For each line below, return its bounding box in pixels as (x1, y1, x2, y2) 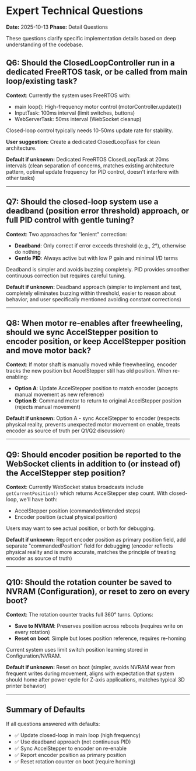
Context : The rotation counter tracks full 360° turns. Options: (6, 611, 153, 618)
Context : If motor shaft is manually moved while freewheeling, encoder (6, 361, 177, 368)
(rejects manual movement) (14, 404, 80, 411)
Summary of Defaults (6, 705, 86, 715)
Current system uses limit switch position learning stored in (6, 646, 149, 653)
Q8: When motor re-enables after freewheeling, (6, 318, 183, 328)
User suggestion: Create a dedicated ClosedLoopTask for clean (6, 138, 160, 145)
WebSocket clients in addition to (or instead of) (6, 459, 181, 469)
